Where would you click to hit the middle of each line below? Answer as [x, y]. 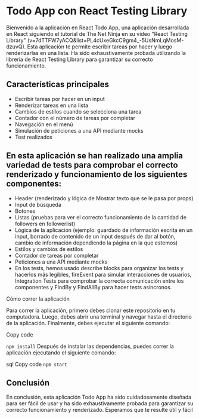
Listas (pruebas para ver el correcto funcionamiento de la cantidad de [100, 217]
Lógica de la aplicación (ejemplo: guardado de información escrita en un [104, 230]
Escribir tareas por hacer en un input [60, 99]
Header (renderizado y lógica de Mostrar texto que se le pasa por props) [104, 198]
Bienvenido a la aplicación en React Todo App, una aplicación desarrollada [98, 27]
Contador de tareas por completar [57, 255]
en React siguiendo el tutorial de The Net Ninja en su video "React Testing [97, 33]
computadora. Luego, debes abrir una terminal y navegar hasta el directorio [99, 316]
